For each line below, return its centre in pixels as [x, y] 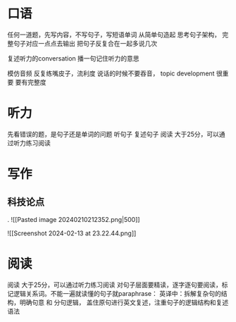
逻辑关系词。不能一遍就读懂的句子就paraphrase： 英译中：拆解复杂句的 [117, 293]
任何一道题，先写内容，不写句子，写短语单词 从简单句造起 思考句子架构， [114, 35]
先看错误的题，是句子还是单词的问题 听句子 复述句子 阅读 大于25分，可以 [113, 134]
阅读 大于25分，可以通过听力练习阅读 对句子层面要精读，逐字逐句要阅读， [114, 285]
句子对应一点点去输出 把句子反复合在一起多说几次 [85, 43]
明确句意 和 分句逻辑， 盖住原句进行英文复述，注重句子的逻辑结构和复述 [124, 302]
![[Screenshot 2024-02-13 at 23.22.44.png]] [72, 233]
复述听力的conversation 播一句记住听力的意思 [73, 58]
